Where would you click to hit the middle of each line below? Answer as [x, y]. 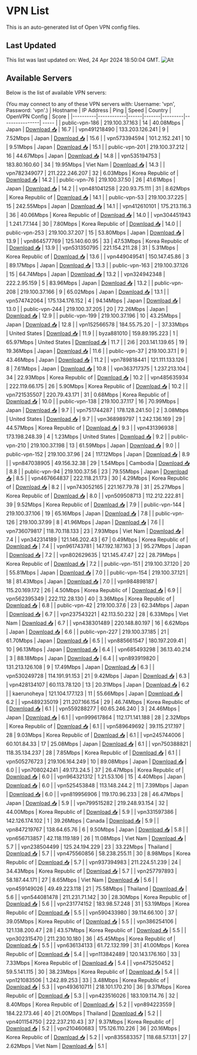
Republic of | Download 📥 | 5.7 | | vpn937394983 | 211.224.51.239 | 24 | [94, 862]
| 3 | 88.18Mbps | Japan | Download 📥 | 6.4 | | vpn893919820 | [82, 658]
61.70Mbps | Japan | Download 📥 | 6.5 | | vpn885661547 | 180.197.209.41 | [96, 640]
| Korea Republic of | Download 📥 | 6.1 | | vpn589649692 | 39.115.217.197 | [96, 726]
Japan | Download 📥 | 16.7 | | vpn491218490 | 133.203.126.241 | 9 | [87, 129]
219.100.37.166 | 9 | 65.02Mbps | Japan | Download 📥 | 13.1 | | [95, 292]
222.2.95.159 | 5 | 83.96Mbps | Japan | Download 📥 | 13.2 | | [80, 283]
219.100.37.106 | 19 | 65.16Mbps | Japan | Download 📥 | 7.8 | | [80, 513]
